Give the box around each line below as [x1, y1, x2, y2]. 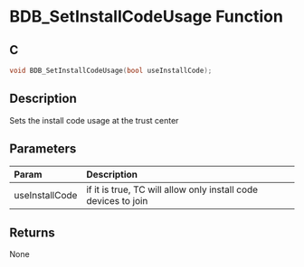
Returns [9, 225, 56, 240]
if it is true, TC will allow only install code [85, 183, 259, 196]
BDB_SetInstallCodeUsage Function [9, 6, 283, 27]
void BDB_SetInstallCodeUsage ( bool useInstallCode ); [9, 66, 213, 75]
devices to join [85, 194, 148, 207]
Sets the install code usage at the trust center [9, 115, 179, 125]
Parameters [9, 142, 77, 157]
